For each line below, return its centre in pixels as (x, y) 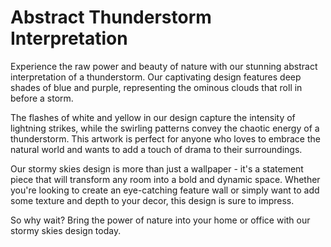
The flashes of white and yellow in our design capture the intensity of (153, 117)
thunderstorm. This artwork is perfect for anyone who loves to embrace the (165, 138)
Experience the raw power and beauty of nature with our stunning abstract (164, 66)
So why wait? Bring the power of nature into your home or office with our (160, 220)
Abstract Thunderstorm (111, 17)
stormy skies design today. (66, 230)
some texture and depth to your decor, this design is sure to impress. (152, 200)
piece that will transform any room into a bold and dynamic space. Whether (165, 179)
